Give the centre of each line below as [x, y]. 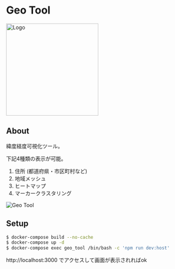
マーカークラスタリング [43, 193]
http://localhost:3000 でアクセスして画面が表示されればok [77, 260]
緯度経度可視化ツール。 [34, 146]
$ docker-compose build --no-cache [50, 237]
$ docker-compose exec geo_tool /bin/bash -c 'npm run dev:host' [88, 248]
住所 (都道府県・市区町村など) [51, 171]
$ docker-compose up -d [35, 242]
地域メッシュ [30, 178]
